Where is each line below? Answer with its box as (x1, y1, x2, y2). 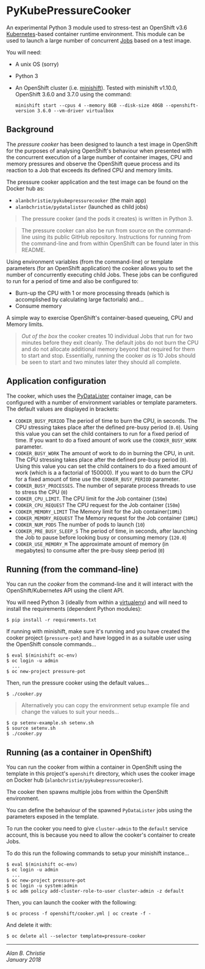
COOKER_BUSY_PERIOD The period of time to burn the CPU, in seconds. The (15, 417, 198, 424)
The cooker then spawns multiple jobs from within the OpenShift (6, 788, 168, 796)
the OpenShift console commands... (6, 641, 96, 648)
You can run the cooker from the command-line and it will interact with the (6, 580, 193, 588)
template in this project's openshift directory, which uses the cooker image (6, 770, 195, 777)
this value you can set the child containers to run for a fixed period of (15, 430, 189, 437)
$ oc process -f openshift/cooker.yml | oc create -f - (6, 910, 151, 917)
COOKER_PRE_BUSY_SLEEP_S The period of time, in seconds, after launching (15, 527, 198, 535)
